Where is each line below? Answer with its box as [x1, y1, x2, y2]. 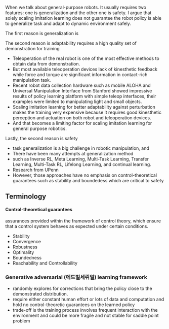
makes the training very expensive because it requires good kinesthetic [12, 109, 162, 115]
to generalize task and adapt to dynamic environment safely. [5, 20, 132, 26]
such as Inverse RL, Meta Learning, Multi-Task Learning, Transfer [12, 156, 149, 162]
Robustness [12, 244, 38, 250]
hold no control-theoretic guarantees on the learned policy [12, 302, 135, 308]
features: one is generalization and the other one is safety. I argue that [5, 10, 152, 16]
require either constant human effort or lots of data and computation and [12, 296, 164, 302]
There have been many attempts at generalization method [12, 151, 134, 156]
